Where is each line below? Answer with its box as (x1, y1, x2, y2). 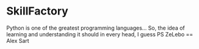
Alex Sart (6, 37, 29, 44)
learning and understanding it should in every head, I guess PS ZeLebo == (6, 30, 194, 38)
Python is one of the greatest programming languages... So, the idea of (6, 24, 185, 31)
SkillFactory (6, 4, 68, 18)
